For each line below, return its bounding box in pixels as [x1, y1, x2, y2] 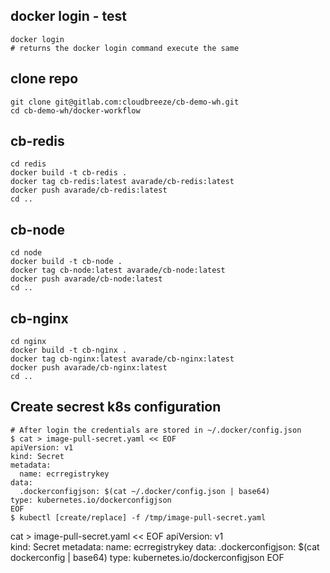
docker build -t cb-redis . [10, 168, 128, 178]
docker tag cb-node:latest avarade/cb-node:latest [10, 265, 226, 276]
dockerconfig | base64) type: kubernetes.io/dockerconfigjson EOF [10, 551, 285, 563]
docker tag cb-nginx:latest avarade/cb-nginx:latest [10, 354, 235, 364]
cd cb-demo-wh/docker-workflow [10, 105, 141, 116]
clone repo [10, 70, 79, 88]
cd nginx [10, 337, 47, 347]
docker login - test [10, 8, 128, 25]
